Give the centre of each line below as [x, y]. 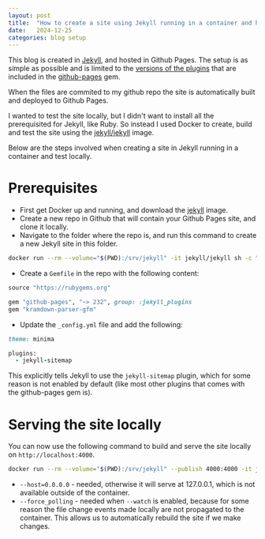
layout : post [30, 15]
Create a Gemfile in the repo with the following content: [109, 273]
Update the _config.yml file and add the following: [101, 324]
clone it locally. [44, 227]
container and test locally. [50, 156]
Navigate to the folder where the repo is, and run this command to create [138, 236]
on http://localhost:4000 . [51, 454]
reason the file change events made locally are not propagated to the [132, 510]
